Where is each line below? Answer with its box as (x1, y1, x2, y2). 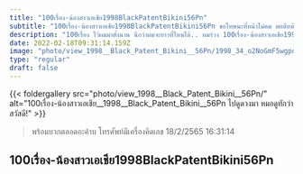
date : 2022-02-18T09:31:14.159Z (9, 38, 131, 48)
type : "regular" (9, 55, 70, 64)
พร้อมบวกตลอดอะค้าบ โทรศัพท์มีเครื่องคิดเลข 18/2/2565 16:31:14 (31, 125, 235, 136)
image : (9, 47, 34, 56)
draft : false (9, 64, 59, 73)
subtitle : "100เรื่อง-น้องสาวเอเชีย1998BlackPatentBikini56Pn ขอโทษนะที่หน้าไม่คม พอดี (9, 22, 287, 31)
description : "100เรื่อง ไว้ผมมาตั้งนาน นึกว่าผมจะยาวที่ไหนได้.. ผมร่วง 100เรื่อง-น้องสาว (9, 30, 271, 39)
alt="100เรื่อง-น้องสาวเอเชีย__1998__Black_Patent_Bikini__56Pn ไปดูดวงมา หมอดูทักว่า (9, 97, 294, 108)
